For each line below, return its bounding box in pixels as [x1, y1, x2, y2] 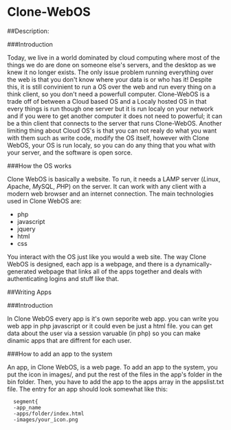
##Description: [7, 27, 49, 35]
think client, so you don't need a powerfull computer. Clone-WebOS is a [7, 90, 210, 98]
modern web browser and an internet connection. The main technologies [7, 190, 214, 198]
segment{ [13, 398, 38, 405]
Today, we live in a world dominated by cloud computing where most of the [7, 53, 220, 62]
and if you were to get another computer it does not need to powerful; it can [7, 111, 223, 120]
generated [7, 267, 36, 275]
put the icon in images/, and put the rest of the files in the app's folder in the [7, 370, 223, 378]
